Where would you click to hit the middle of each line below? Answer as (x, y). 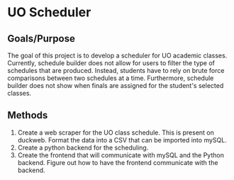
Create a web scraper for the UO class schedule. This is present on (116, 133)
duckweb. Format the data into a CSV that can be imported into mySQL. (122, 140)
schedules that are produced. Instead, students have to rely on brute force (116, 71)
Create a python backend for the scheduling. (83, 147)
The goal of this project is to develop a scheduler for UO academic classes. (117, 55)
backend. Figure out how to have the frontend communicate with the (118, 162)
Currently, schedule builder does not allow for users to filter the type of (111, 63)
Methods (28, 115)
